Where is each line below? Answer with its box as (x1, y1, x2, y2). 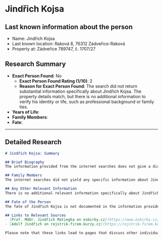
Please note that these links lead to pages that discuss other (5, 231, 138, 236)
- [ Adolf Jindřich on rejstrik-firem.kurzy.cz (5, 222, 101, 227)
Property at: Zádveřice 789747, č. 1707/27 (12, 46, 96, 51)
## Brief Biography (5, 159, 45, 165)
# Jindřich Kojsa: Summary (5, 151, 60, 156)
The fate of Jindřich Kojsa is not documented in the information (5, 204, 142, 209)
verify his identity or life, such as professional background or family (19, 99, 154, 104)
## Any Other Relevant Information (5, 186, 77, 191)
